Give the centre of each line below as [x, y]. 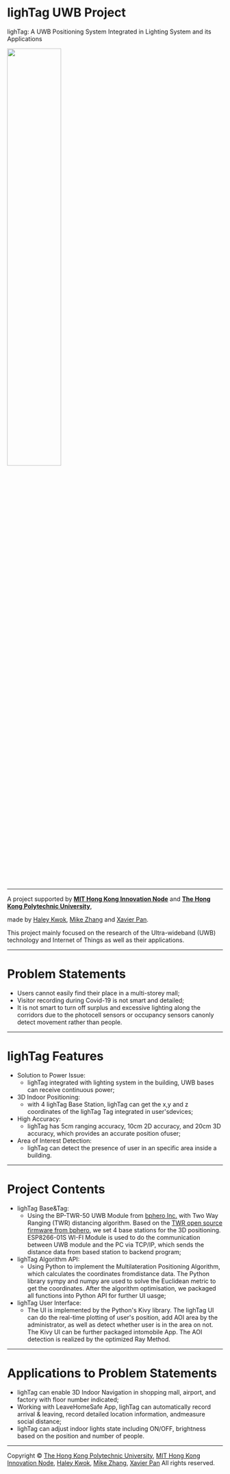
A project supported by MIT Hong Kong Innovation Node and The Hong [109, 899]
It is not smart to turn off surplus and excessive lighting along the [108, 1007]
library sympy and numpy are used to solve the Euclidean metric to [122, 1281]
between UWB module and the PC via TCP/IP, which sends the [115, 1245]
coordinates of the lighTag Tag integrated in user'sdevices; [110, 1111]
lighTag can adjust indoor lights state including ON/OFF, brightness [112, 1428]
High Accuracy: [39, 1119]
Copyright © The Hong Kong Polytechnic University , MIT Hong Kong [104, 1456]
